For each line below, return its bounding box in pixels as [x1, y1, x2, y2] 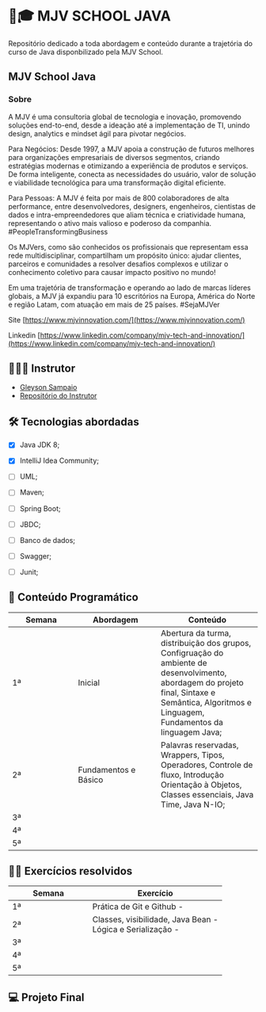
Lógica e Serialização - [92, 924, 180, 935]
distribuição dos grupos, [161, 637, 252, 648]
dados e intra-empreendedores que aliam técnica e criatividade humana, [8, 210, 246, 220]
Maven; [19, 487, 45, 497]
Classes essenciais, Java [161, 789, 254, 800]
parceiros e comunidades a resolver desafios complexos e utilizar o [8, 259, 229, 269]
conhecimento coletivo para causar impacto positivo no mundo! [8, 267, 216, 277]
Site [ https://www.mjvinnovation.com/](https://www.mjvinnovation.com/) [8, 315, 245, 324]
